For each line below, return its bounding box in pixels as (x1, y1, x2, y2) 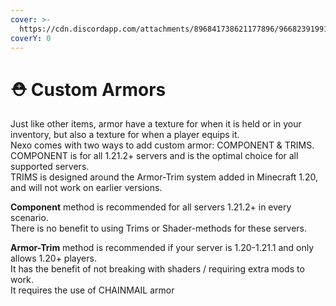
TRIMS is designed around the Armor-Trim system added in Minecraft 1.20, (10, 171, 318, 183)
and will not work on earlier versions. (10, 182, 163, 194)
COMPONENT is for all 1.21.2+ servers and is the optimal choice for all (10, 150, 299, 162)
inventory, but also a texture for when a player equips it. (10, 129, 240, 141)
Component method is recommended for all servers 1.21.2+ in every (10, 201, 292, 213)
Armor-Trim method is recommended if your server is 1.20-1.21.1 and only (10, 242, 315, 254)
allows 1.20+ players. (10, 252, 97, 265)
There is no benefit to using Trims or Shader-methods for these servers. (10, 222, 308, 235)
